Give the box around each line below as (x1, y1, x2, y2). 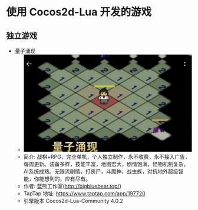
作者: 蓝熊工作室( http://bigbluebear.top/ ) (23, 182, 122, 189)
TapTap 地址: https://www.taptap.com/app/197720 (23, 189, 146, 197)
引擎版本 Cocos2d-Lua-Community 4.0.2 (23, 197, 124, 204)
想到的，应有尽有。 (44, 175, 91, 182)
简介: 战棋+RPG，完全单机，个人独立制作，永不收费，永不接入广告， (23, 153, 190, 160)
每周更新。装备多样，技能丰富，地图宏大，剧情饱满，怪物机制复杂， (23, 160, 189, 168)
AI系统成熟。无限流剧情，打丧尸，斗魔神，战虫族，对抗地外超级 (23, 168, 179, 175)
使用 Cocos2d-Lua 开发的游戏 (6, 5, 152, 19)
